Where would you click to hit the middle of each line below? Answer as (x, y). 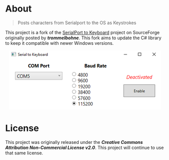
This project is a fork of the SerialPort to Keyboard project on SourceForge (82, 32)
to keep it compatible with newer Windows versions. (60, 43)
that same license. (24, 153)
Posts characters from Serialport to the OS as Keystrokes (77, 23)
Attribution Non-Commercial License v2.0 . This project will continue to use (84, 147)
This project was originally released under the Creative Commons (74, 142)
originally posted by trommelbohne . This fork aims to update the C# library (83, 38)
